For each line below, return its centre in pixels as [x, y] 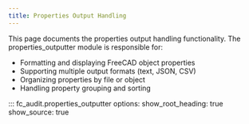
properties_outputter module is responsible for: [86, 47]
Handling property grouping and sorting [85, 88]
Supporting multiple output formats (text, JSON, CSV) [108, 71]
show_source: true [39, 112]
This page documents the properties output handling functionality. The [125, 38]
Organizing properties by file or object [83, 79]
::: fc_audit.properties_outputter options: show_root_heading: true [116, 103]
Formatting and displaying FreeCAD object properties [107, 62]
